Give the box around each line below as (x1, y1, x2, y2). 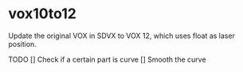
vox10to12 (8, 5, 77, 23)
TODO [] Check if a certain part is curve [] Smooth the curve (8, 55, 206, 64)
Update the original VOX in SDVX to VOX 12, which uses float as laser (8, 31, 235, 40)
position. (8, 39, 37, 48)
